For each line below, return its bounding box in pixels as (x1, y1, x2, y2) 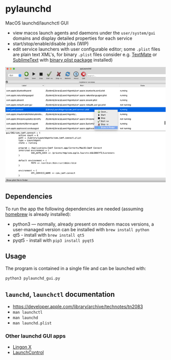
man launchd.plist (12, 321, 52, 326)
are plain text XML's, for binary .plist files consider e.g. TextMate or (12, 51, 157, 58)
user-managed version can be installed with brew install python (12, 226, 150, 232)
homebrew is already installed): (5, 211, 71, 217)
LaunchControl (12, 349, 44, 355)
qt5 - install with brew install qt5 (12, 232, 85, 238)
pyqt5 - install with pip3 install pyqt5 (12, 237, 94, 243)
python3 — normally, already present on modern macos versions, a (12, 221, 154, 227)
